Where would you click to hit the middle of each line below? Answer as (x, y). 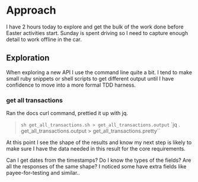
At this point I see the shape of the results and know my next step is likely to (99, 142)
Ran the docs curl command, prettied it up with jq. (67, 113)
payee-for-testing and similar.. (43, 173)
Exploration (28, 58)
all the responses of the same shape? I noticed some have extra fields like (96, 167)
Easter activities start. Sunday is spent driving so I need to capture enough (97, 33)
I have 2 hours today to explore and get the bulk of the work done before (95, 27)
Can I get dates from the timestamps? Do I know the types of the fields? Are (99, 160)
